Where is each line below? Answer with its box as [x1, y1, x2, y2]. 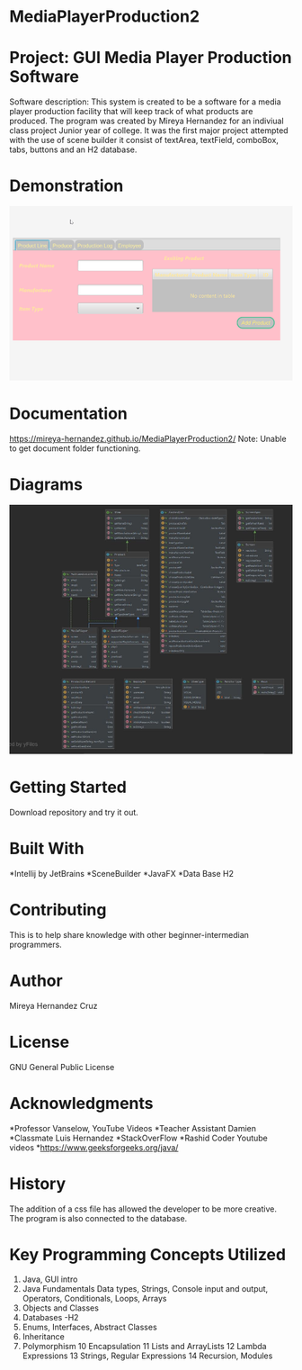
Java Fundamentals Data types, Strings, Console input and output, [22, 1284, 269, 1294]
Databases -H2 [22, 1312, 79, 1323]
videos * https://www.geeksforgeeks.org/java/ [9, 1141, 179, 1153]
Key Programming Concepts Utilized [9, 1244, 286, 1265]
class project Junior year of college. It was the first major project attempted [9, 125, 289, 136]
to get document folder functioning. [9, 443, 141, 454]
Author [9, 970, 63, 991]
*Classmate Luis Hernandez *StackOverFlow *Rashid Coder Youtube [9, 1132, 268, 1143]
